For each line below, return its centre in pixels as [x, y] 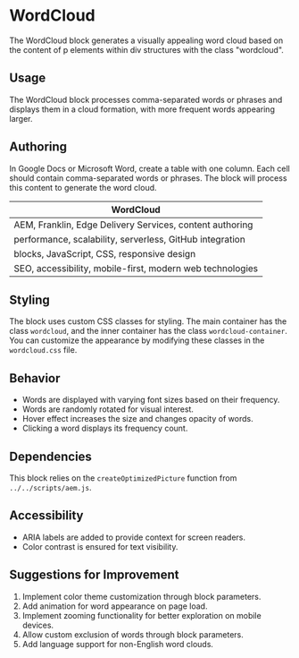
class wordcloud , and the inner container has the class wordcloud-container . [148, 331]
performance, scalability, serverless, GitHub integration [129, 239]
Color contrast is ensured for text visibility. [100, 546]
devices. [38, 625]
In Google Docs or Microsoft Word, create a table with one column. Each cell [149, 168]
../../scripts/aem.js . [50, 487]
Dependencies [50, 456]
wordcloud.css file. [43, 350]
